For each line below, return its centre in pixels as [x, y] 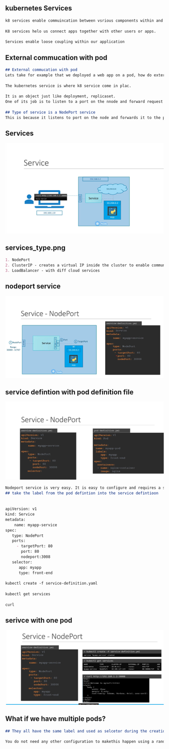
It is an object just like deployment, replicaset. [60, 96]
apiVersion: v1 [21, 509]
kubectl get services [28, 594]
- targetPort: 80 [34, 546]
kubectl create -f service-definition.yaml [52, 584]
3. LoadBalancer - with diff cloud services [53, 271]
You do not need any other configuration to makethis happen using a [80, 742]
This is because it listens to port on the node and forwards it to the [83, 118]
